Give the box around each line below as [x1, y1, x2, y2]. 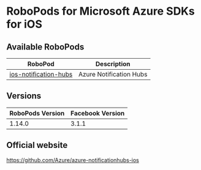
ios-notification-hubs [9, 70, 73, 78]
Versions [6, 91, 42, 102]
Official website [6, 140, 68, 150]
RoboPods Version [9, 109, 65, 117]
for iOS [6, 17, 43, 31]
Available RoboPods [6, 42, 85, 52]
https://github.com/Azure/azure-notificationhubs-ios [6, 156, 140, 163]
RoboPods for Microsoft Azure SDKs [6, 4, 195, 18]
